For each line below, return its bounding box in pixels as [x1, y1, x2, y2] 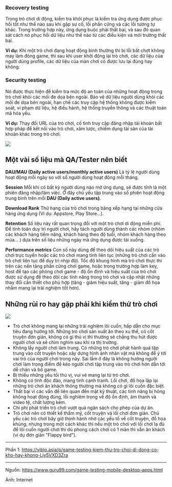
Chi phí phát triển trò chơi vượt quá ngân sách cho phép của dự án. [12, 404, 155, 411]
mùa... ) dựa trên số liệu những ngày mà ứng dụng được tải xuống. [5, 237, 145, 243]
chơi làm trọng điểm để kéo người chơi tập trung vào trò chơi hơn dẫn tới [12, 361, 165, 368]
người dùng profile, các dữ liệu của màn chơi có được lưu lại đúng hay [5, 58, 153, 65]
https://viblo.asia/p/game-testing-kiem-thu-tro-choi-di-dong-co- [21, 447, 159, 453]
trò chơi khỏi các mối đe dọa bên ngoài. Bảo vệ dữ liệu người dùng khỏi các [5, 94, 165, 100]
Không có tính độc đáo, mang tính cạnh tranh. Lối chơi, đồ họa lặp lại [12, 377, 158, 383]
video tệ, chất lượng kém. [12, 399, 67, 405]
